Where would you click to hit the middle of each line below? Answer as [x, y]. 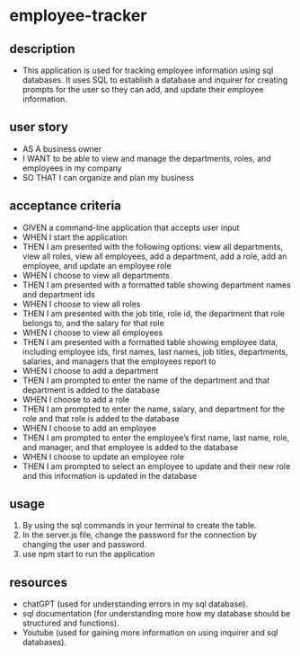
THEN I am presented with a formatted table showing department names [157, 285]
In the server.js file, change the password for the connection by [140, 535]
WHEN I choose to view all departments [96, 275]
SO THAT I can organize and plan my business [108, 177]
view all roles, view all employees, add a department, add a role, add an [154, 256]
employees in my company [72, 168]
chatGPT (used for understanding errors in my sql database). [135, 604]
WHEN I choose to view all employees [93, 332]
